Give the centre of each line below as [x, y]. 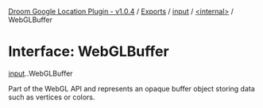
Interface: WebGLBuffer [89, 52]
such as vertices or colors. [52, 97]
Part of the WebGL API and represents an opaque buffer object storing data [132, 88]
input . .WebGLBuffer [41, 73]
